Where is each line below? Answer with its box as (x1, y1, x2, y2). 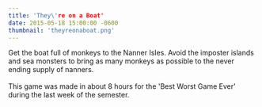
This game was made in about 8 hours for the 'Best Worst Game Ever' (8, 82, 236, 91)
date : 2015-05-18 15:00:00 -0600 (8, 19, 119, 27)
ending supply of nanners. (8, 65, 94, 75)
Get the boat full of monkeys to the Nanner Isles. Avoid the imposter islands (8, 48, 255, 58)
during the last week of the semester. (8, 90, 130, 100)
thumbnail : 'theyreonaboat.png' (8, 26, 115, 34)
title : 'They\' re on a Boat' (8, 11, 104, 20)
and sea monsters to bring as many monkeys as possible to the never (8, 56, 235, 66)
